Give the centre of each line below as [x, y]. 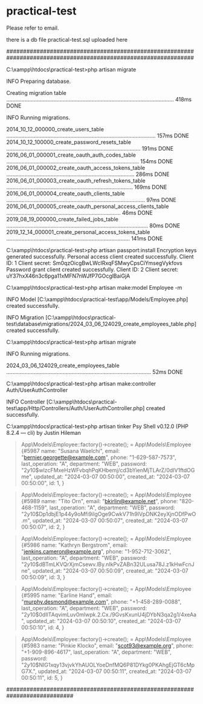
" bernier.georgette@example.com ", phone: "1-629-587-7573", [98, 457]
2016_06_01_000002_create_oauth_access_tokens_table [76, 168]
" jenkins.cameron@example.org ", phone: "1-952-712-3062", [96, 551]
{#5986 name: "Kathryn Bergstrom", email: [74, 545]
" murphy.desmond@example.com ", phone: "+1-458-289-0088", [101, 601]
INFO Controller [26, 402]
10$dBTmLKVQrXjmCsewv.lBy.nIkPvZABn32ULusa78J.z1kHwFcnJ [112, 564]
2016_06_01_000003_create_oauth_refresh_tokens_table [76, 180]
